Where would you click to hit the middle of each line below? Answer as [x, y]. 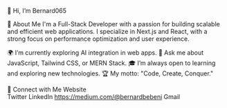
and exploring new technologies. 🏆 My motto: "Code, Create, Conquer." [110, 73]
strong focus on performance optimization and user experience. [99, 39]
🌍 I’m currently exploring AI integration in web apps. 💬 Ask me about [106, 53]
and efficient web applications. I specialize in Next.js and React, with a [107, 31]
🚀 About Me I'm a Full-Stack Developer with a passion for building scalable [113, 24]
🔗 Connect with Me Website [47, 89]
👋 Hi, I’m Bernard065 [37, 11]
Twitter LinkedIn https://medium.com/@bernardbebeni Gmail [94, 97]
